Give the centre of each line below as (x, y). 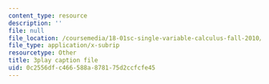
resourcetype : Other (43, 53)
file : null (26, 30)
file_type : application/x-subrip (64, 46)
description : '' (35, 23)
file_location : (34, 38)
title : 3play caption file (53, 61)
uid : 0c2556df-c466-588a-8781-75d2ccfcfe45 (82, 68)
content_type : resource (48, 16)
